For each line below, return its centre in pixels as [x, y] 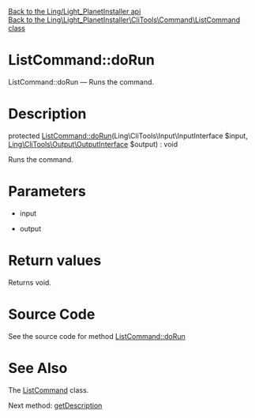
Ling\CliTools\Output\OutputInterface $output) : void [93, 144]
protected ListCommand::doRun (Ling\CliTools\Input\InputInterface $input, [128, 136]
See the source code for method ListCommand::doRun [97, 336]
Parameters [47, 192]
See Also [38, 368]
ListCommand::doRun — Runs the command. [81, 81]
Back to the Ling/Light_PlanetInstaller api [75, 11]
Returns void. [30, 282]
